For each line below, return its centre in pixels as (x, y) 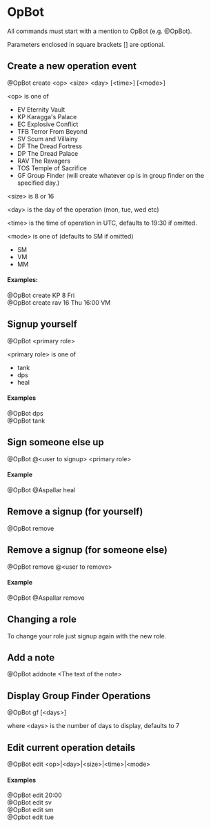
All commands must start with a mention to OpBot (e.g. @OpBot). (100, 31)
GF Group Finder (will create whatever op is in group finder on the (111, 175)
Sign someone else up (56, 442)
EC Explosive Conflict (48, 124)
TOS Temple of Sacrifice (52, 168)
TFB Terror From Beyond (52, 131)
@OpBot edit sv (29, 802)
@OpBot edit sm (30, 810)
